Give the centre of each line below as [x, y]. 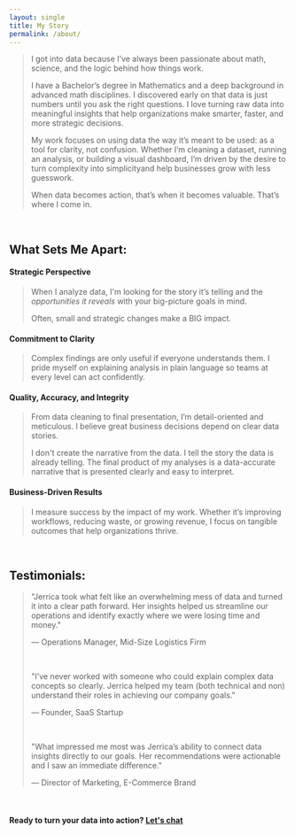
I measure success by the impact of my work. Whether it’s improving [156, 512]
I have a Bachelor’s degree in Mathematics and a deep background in [157, 86]
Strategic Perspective [50, 272]
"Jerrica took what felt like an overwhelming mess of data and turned [157, 597]
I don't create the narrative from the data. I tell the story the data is [152, 453]
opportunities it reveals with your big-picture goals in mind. [139, 301]
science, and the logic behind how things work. [117, 68]
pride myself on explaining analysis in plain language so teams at [149, 367]
